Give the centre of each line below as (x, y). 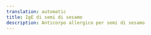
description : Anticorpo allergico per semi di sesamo (76, 23)
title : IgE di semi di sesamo (45, 17)
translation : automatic (36, 12)
